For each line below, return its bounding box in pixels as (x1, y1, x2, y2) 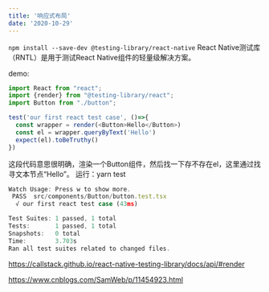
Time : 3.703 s (8, 236, 78, 245)
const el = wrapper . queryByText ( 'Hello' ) (15, 128, 157, 137)
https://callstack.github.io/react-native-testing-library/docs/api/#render (8, 259, 245, 269)
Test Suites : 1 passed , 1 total (8, 215, 116, 223)
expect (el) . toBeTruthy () (15, 136, 99, 144)
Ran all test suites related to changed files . (8, 245, 171, 253)
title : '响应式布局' (8, 11, 71, 20)
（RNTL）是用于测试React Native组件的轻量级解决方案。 (8, 52, 196, 62)
